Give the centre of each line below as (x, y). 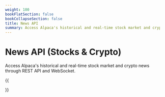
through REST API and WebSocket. (40, 71)
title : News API (22, 23)
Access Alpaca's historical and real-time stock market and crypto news (77, 66)
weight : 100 (17, 10)
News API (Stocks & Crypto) (63, 52)
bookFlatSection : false (29, 14)
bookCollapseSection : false (34, 19)
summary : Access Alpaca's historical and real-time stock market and (78, 28)
